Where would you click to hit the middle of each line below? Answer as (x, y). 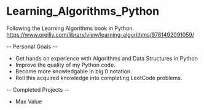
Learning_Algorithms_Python (83, 11)
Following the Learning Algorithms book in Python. (70, 28)
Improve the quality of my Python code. (65, 65)
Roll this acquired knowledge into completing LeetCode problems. (99, 78)
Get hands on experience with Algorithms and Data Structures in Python (106, 58)
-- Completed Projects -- (38, 89)
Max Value (29, 101)
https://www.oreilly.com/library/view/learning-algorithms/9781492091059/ (100, 34)
